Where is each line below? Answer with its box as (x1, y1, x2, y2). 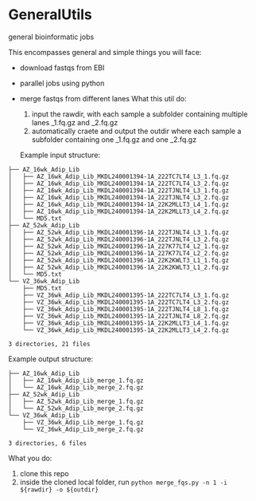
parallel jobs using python (19, 78, 105, 88)
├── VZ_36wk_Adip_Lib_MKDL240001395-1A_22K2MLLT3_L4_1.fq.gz (22, 319, 229, 327)
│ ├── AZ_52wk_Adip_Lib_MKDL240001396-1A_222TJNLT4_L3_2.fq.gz (8, 235, 229, 243)
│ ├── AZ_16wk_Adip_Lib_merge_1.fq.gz (8, 377, 145, 385)
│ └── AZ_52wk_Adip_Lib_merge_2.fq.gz (8, 404, 145, 412)
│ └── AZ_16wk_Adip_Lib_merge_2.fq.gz (8, 383, 145, 392)
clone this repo (19, 468, 69, 478)
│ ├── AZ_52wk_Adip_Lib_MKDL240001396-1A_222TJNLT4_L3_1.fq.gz (8, 228, 229, 236)
